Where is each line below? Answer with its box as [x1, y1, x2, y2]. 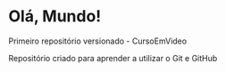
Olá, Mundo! [8, 6, 102, 27]
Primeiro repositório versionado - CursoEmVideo [8, 36, 188, 46]
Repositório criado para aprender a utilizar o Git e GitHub [8, 52, 218, 63]
